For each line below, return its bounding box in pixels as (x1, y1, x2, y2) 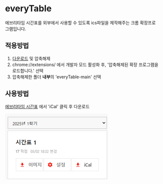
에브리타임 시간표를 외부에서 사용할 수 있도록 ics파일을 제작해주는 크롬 (5, 20, 139, 25)
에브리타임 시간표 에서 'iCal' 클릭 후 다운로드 (5, 103, 90, 109)
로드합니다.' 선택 (12, 68, 44, 73)
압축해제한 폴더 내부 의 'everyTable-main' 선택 (12, 74, 101, 80)
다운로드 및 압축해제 (12, 55, 50, 61)
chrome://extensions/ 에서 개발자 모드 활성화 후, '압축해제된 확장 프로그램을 (12, 62, 159, 68)
